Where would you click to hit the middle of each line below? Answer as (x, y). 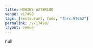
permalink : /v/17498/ (27, 23)
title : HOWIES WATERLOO (29, 9)
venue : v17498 (20, 14)
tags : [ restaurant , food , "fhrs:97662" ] (47, 18)
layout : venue (20, 28)
